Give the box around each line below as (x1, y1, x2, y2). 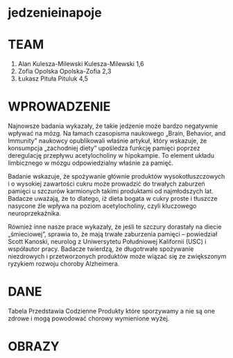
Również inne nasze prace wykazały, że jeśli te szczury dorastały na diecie (8, 222, 222, 231)
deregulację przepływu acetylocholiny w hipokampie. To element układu (8, 152, 214, 160)
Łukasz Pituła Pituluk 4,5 (17, 74, 89, 83)
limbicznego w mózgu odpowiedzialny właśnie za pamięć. (8, 158, 174, 168)
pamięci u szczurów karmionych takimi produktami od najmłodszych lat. (8, 187, 214, 195)
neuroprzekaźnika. (8, 209, 62, 218)
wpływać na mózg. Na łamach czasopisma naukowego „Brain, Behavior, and (8, 129, 226, 138)
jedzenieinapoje (8, 5, 103, 21)
